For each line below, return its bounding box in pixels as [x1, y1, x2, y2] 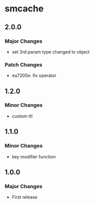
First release [11, 194, 38, 200]
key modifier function [11, 153, 56, 159]
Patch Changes [4, 61, 43, 68]
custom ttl [11, 113, 33, 119]
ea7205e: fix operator [11, 72, 57, 78]
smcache [4, 3, 44, 14]
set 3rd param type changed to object [11, 49, 90, 55]
